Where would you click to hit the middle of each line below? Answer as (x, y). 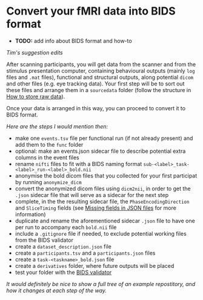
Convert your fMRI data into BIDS (91, 11)
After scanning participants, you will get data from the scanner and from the (101, 64)
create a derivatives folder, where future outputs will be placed (95, 265)
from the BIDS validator (44, 240)
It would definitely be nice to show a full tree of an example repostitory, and (101, 284)
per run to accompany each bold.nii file (66, 227)
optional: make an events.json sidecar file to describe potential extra (100, 151)
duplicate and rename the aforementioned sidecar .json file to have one (105, 221)
